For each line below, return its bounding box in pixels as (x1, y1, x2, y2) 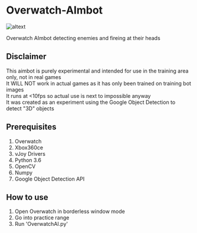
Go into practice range (14, 214, 70, 221)
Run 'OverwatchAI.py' (14, 221, 68, 228)
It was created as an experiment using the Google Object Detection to (6, 99, 176, 106)
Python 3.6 (14, 156, 41, 163)
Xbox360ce (14, 144, 43, 151)
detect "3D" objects (6, 104, 54, 112)
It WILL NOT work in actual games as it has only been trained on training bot (6, 80, 192, 87)
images (6, 86, 24, 93)
